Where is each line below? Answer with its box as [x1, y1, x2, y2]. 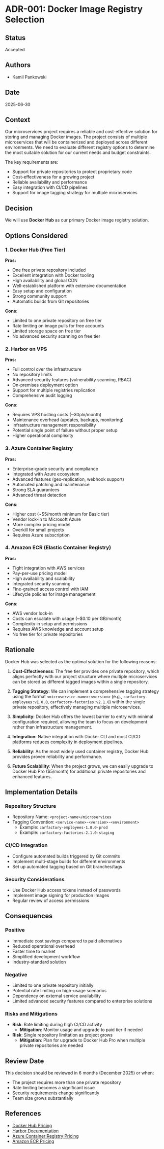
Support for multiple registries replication [12, 387, 96, 393]
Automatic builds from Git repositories [12, 298, 89, 304]
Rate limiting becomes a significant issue [12, 1085, 95, 1091]
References [5, 1110, 41, 1118]
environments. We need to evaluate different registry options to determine [5, 144, 155, 150]
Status [5, 34, 26, 42]
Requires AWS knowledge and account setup [12, 626, 104, 632]
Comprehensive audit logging [12, 393, 72, 398]
